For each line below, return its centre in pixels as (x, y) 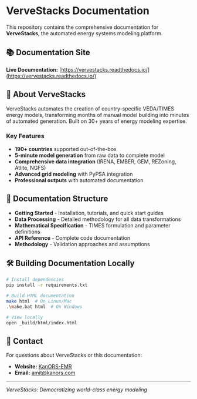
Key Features (26, 136)
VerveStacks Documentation (78, 11)
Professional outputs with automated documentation (79, 180)
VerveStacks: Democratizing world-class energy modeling (77, 390)
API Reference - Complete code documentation (72, 238)
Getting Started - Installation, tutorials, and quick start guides (89, 213)
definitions (27, 232)
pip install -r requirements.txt (47, 285)
